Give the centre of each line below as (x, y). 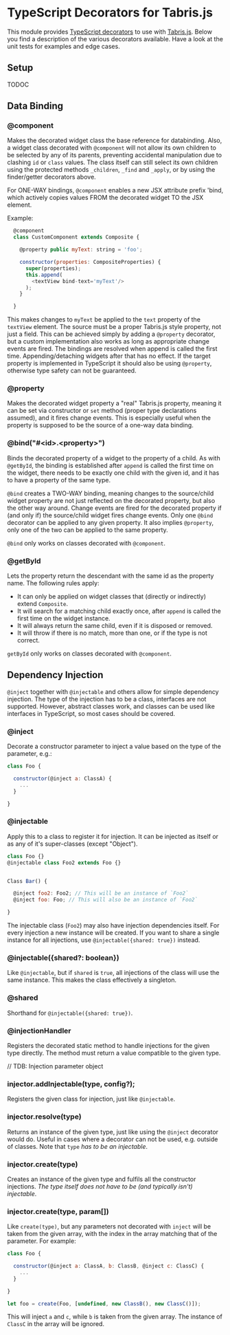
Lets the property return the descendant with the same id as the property (111, 576)
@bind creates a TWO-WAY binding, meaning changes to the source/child (111, 493)
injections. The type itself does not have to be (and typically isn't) (100, 1186)
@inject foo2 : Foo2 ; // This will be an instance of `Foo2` (101, 894)
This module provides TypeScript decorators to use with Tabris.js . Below (110, 32)
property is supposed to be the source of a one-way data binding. (100, 425)
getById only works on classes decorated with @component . (89, 653)
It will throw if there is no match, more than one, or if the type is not (112, 633)
